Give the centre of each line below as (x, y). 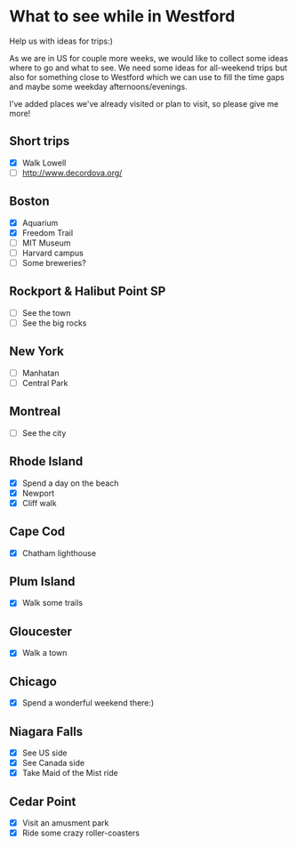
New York (37, 352)
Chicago (33, 681)
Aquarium (40, 222)
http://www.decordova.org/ (72, 173)
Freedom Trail (48, 232)
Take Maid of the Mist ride (70, 773)
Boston (29, 202)
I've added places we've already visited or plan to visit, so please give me (144, 103)
